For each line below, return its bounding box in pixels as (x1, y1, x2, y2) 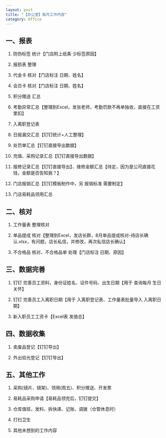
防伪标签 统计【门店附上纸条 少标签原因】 (12, 51, 99, 57)
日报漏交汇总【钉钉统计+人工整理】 (12, 131, 86, 138)
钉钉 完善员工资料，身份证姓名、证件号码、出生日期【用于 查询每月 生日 (12, 279, 161, 285)
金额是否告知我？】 (21, 170, 61, 176)
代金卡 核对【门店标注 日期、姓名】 (12, 72, 86, 78)
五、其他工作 (5, 371, 45, 379)
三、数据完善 (5, 265, 45, 274)
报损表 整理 (12, 61, 36, 68)
